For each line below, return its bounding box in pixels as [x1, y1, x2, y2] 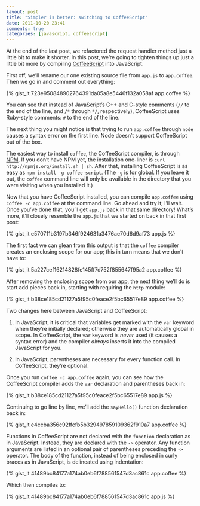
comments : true [6, 25, 44, 32]
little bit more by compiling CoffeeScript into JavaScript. [6, 60, 144, 68]
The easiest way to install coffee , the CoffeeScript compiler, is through [6, 150, 180, 157]
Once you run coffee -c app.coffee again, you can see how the [6, 374, 164, 381]
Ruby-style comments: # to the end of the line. [6, 114, 120, 121]
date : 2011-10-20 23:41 [6, 20, 66, 26]
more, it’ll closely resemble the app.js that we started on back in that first [6, 212, 187, 220]
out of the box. [6, 138, 42, 145]
